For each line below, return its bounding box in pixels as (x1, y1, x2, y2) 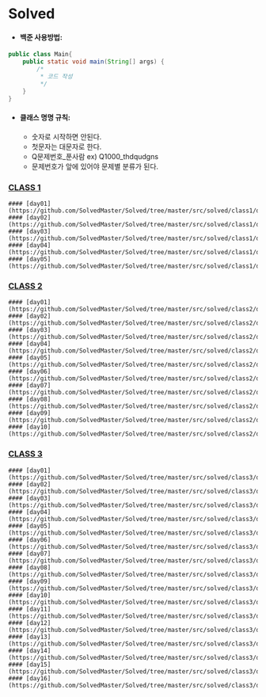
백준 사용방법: (19, 32, 63, 42)
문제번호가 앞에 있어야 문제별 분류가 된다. (31, 162, 159, 171)
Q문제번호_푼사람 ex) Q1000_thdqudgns (31, 151, 159, 161)
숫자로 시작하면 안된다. (31, 131, 102, 141)
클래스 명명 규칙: (19, 112, 71, 123)
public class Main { (8, 51, 73, 59)
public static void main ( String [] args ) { (22, 58, 165, 66)
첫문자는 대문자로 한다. (31, 142, 102, 151)
